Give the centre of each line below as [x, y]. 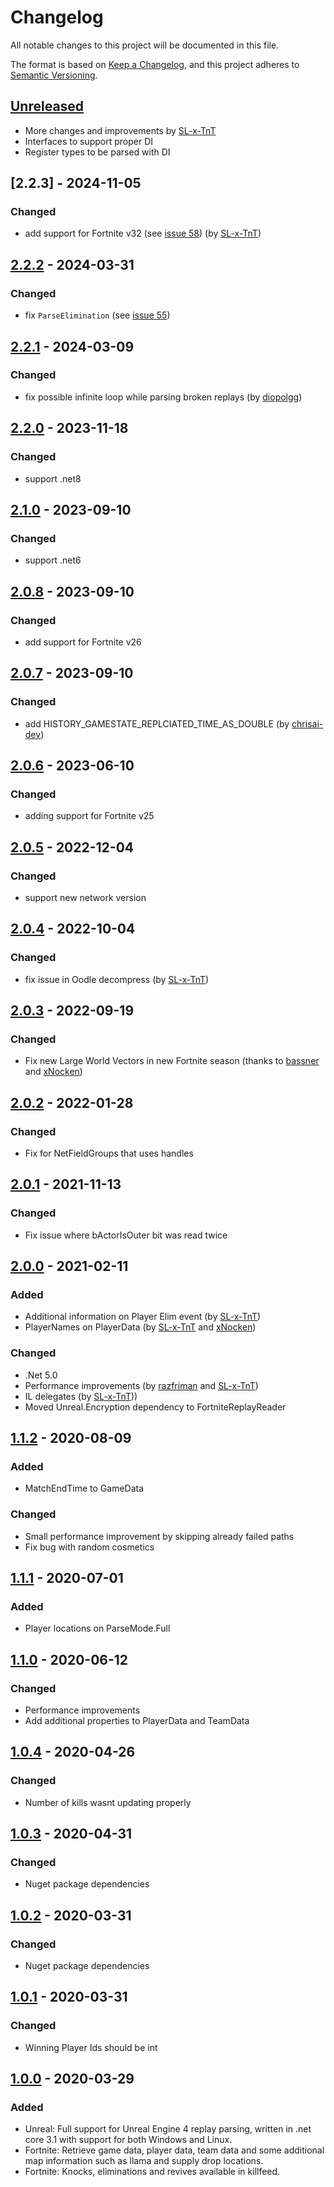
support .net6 [53, 560]
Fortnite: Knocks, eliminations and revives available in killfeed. [152, 2172]
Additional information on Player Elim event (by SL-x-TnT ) [143, 1317]
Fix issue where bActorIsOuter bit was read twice [126, 1235]
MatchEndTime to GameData [84, 1488]
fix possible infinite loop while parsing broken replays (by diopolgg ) [163, 397]
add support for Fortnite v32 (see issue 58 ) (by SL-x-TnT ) [143, 233]
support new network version [85, 897]
